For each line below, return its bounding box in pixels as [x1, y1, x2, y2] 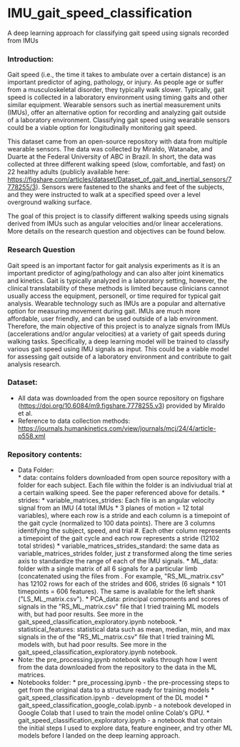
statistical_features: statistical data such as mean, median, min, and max [17, 625, 231, 633]
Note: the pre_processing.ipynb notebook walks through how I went [17, 656, 218, 664]
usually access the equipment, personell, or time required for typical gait [7, 291, 221, 300]
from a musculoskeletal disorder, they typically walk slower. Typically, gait [7, 86, 225, 94]
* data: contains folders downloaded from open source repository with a [17, 473, 231, 482]
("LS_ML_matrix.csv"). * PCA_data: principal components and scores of [17, 595, 229, 603]
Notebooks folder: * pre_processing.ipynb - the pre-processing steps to [17, 678, 230, 687]
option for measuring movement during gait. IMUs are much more [7, 306, 201, 315]
